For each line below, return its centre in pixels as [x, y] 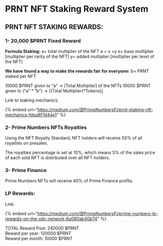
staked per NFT [21, 76]
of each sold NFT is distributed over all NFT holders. [58, 158]
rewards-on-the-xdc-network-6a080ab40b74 [51, 219]
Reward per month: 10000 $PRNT [39, 238]
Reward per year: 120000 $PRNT [38, 233]
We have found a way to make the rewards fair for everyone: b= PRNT [77, 71]
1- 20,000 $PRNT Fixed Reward [43, 41]
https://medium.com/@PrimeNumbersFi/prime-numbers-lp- [98, 213]
